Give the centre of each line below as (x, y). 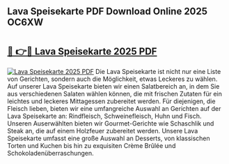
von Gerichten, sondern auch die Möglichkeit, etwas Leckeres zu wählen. (112, 79)
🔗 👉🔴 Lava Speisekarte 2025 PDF (82, 51)
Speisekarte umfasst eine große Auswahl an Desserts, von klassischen (109, 138)
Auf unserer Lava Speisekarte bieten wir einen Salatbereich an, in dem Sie (113, 86)
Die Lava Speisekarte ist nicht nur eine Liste (158, 72)
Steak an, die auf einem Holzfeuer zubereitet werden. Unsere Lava (103, 131)
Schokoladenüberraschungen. (50, 153)
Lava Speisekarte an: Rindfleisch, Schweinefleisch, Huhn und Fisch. (104, 116)
